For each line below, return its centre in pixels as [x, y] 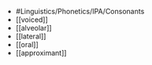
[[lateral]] [31, 36]
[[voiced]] [32, 20]
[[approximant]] [41, 53]
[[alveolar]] [34, 28]
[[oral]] [27, 45]
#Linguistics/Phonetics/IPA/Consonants [80, 11]
